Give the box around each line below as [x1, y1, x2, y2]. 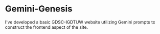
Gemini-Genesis [5, 3, 72, 14]
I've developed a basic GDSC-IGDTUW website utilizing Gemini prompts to [5, 19, 156, 25]
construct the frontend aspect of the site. [5, 24, 88, 30]
